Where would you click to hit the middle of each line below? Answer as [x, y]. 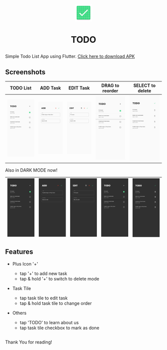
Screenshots [25, 72]
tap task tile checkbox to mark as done [59, 328]
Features [19, 252]
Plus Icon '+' [25, 264]
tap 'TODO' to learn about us [49, 322]
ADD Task [50, 88]
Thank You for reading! [29, 342]
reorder [110, 90]
